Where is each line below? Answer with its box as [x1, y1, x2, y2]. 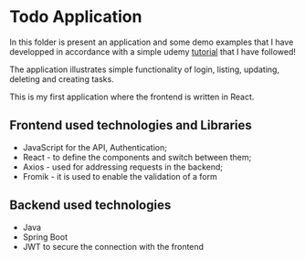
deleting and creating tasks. [9, 73, 114, 84]
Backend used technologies [9, 198, 172, 213]
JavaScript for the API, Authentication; [22, 141, 167, 152]
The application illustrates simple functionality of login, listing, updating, [9, 64, 280, 75]
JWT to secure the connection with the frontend [22, 241, 204, 252]
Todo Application [9, 6, 142, 27]
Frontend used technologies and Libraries [9, 118, 253, 133]
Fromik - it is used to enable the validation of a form [22, 171, 217, 181]
